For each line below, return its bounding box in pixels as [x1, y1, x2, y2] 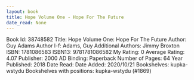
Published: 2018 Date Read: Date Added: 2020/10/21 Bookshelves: [6, 61, 170, 68]
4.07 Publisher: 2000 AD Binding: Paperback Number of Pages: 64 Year [6, 55, 183, 62]
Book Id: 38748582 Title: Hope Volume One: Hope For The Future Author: [6, 36, 187, 43]
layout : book [6, 8, 39, 15]
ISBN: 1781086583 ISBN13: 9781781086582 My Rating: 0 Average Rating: [6, 49, 185, 56]
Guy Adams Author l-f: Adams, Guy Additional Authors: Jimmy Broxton [6, 42, 180, 49]
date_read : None [6, 20, 47, 25]
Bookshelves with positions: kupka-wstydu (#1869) [26, 68, 152, 75]
